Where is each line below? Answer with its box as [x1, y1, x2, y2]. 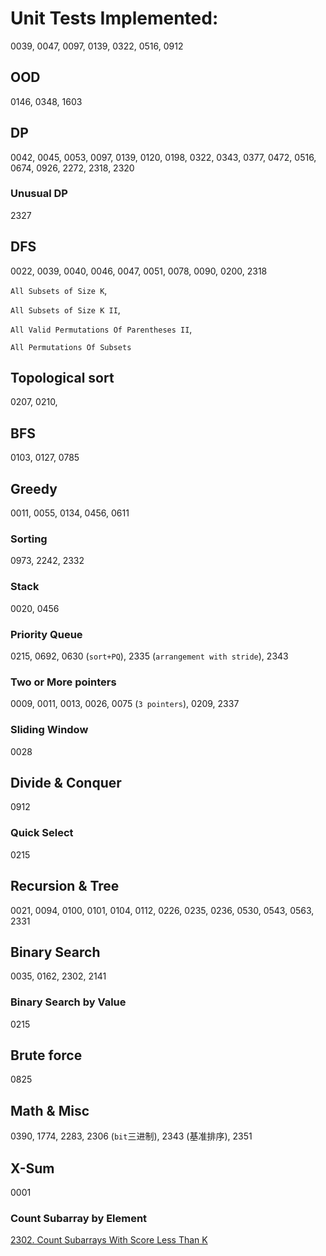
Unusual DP [10, 187, 68, 201]
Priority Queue [10, 627, 83, 641]
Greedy [10, 480, 58, 497]
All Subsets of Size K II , [10, 303, 121, 316]
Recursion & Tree [10, 878, 120, 895]
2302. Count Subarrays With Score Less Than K [10, 1234, 208, 1246]
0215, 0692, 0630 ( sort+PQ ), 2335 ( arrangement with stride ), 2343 [10, 650, 289, 662]
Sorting [10, 532, 48, 546]
